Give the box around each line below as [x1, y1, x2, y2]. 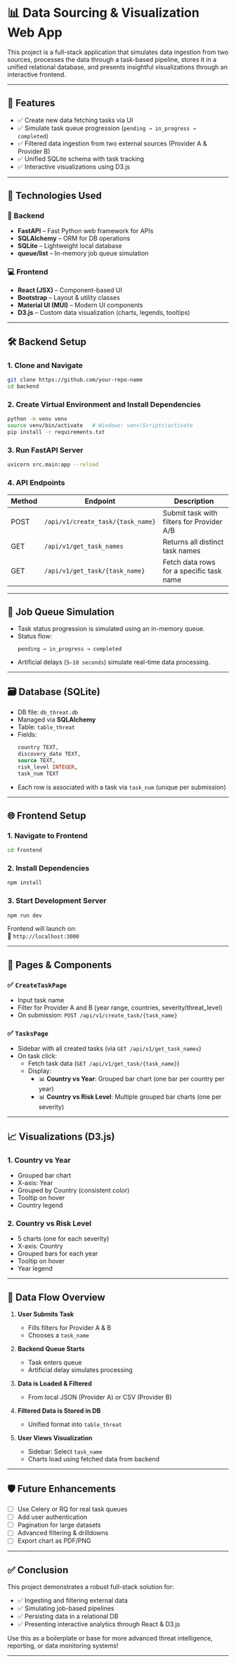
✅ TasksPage [7, 1029, 49, 1038]
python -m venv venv [7, 415, 68, 423]
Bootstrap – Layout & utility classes [17, 293, 121, 301]
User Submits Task [17, 1310, 74, 1319]
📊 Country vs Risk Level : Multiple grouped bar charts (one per [38, 1093, 222, 1101]
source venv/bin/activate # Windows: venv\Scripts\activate [7, 422, 193, 429]
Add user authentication [17, 1513, 88, 1521]
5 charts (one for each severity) [17, 1234, 110, 1243]
